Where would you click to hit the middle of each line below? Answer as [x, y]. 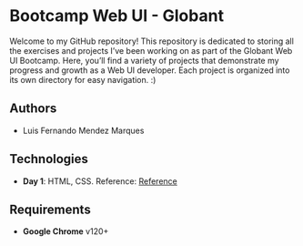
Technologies [49, 159]
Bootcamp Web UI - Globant [117, 16]
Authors [33, 109]
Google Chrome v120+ [66, 231]
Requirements [50, 209]
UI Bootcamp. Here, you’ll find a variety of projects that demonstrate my [144, 60]
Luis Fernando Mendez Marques [83, 130]
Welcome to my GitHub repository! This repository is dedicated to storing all [151, 41]
